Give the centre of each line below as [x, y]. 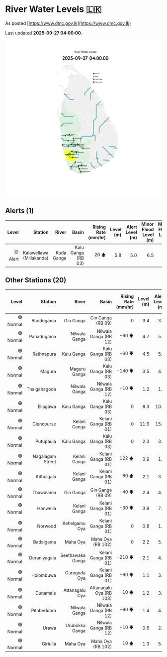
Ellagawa [47, 406]
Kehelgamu [74, 524]
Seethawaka [73, 555]
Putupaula [46, 441]
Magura [48, 372]
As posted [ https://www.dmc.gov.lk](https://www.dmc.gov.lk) [68, 23]
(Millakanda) [36, 258]
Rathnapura [44, 354]
